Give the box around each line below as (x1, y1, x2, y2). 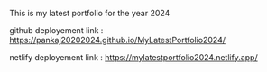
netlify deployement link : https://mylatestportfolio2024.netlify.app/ (9, 52, 259, 62)
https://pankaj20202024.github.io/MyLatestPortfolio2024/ (9, 35, 226, 45)
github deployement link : (9, 25, 104, 35)
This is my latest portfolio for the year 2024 (9, 8, 170, 18)
